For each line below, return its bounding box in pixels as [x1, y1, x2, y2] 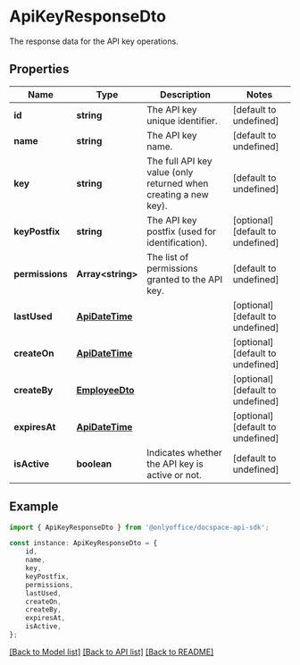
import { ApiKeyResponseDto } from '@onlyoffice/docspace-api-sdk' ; [9, 523, 270, 532]
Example [9, 499, 59, 515]
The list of [146, 250, 189, 263]
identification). [146, 236, 208, 248]
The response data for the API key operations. [9, 36, 179, 46]
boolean [76, 458, 112, 470]
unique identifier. [146, 114, 218, 127]
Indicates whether [146, 446, 222, 459]
